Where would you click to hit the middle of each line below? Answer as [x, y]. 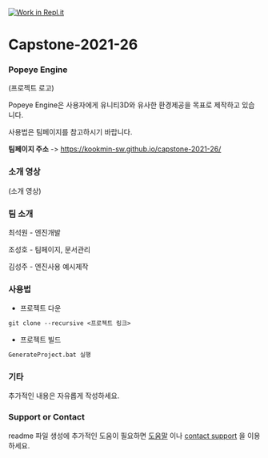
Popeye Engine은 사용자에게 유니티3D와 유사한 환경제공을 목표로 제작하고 [124, 105]
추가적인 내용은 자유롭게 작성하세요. [64, 396]
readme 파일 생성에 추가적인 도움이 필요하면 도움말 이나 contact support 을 [127, 436]
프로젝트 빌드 [40, 339]
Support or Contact [47, 417]
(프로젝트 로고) [31, 88]
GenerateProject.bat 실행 [50, 355]
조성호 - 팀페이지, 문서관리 [49, 250]
